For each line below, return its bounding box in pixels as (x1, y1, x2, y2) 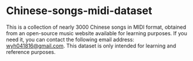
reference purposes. (6, 48, 56, 55)
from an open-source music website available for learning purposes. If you (6, 29, 187, 36)
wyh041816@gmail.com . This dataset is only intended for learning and (6, 42, 177, 49)
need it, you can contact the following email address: (6, 36, 134, 43)
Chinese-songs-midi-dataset (6, 4, 152, 18)
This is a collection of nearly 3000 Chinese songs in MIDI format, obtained (6, 23, 187, 30)
